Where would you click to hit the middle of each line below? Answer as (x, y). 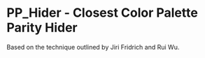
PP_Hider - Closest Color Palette (102, 13)
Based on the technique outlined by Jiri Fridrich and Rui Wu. (93, 47)
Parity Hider (42, 28)
